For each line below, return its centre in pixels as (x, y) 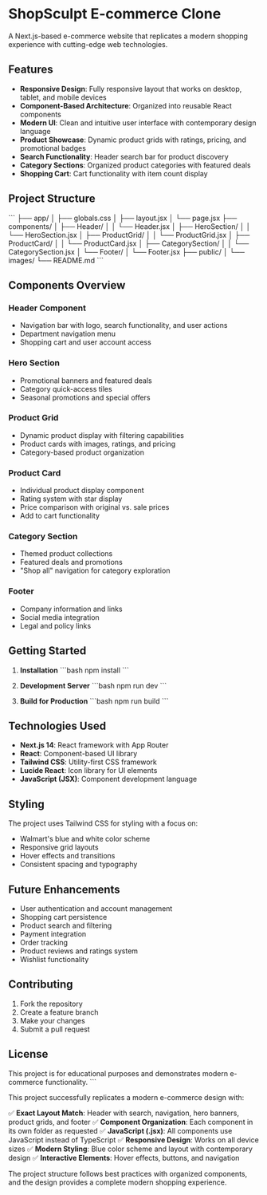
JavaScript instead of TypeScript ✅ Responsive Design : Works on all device (133, 1140)
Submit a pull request (55, 1029)
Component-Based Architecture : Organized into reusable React (126, 105)
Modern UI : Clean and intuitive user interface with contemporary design (138, 122)
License (28, 1054)
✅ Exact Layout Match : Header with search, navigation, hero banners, (124, 1113)
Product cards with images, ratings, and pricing (98, 444)
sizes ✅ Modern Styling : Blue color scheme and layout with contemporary (131, 1149)
